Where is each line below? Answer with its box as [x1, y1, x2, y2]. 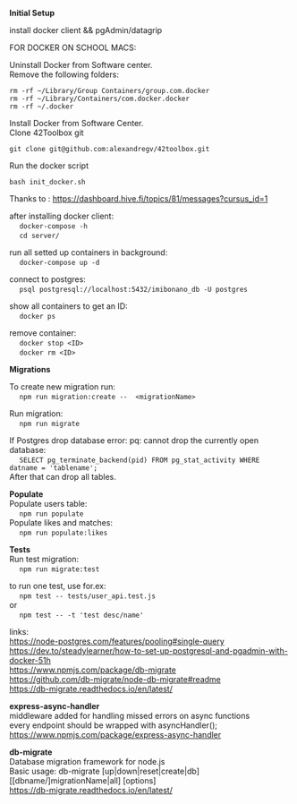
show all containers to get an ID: [9, 301, 128, 312]
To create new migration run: [9, 381, 116, 392]
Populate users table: [9, 499, 88, 509]
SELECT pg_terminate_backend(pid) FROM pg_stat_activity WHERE [19, 456, 260, 465]
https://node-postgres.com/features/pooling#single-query [9, 636, 225, 646]
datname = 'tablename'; [9, 464, 98, 473]
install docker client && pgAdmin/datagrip [9, 25, 163, 35]
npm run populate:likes [19, 528, 108, 537]
